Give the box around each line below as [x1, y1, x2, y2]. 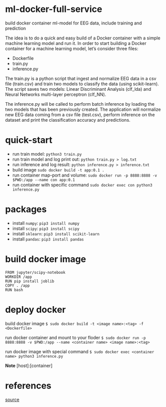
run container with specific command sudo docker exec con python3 [12, 182, 153, 188]
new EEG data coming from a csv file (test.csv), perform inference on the [5, 111, 155, 118]
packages [5, 203, 47, 215]
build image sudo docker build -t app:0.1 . [12, 167, 104, 173]
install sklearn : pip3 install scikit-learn [12, 230, 100, 236]
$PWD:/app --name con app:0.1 [12, 177, 76, 183]
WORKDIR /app [5, 274, 32, 279]
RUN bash [5, 287, 23, 292]
